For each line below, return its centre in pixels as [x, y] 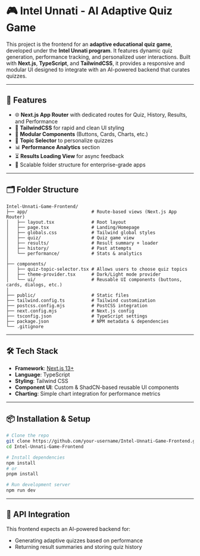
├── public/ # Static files [68, 295]
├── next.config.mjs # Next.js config [70, 311]
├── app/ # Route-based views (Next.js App [92, 212]
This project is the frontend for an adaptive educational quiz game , [89, 44]
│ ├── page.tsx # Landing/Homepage [73, 227]
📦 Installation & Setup [49, 418]
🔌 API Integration [38, 515]
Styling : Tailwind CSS [41, 381]
